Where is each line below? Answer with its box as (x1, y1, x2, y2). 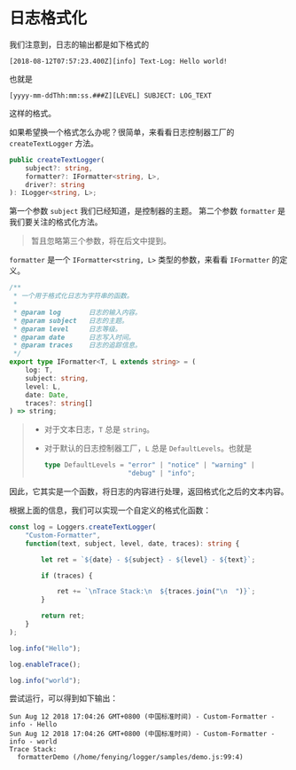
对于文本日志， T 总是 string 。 (43, 424, 155, 435)
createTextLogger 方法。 (9, 137, 99, 148)
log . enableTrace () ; (9, 660, 82, 669)
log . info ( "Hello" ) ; (9, 644, 82, 653)
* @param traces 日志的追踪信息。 (12, 341, 142, 350)
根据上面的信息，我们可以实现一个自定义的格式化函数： (9, 505, 211, 515)
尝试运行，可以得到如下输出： (9, 693, 118, 703)
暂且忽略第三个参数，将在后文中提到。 (30, 236, 171, 247)
